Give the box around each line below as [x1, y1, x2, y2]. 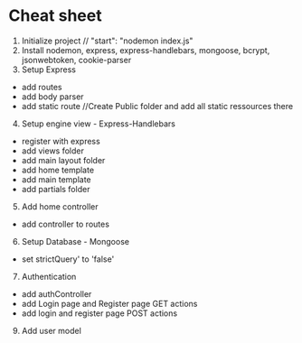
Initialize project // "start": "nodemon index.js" [21, 35, 193, 46]
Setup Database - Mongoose [21, 236, 130, 246]
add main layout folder [21, 154, 106, 165]
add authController [21, 288, 92, 299]
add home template [21, 164, 95, 175]
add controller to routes [21, 218, 110, 229]
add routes [21, 81, 62, 92]
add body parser [21, 91, 84, 102]
